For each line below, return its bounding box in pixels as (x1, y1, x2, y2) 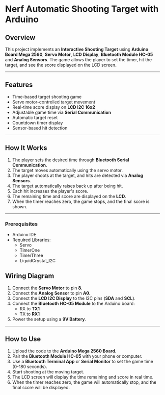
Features (5, 81, 33, 89)
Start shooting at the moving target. (12, 369, 84, 374)
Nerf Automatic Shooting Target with (5, 3, 159, 15)
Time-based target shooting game (12, 94, 82, 99)
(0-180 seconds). (12, 364, 48, 370)
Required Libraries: (12, 237, 51, 243)
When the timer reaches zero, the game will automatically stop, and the (12, 379, 157, 385)
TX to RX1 (19, 311, 40, 317)
